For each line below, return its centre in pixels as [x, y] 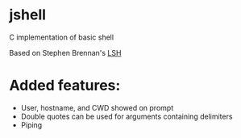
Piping [31, 125]
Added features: [65, 86]
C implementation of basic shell [62, 37]
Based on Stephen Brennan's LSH [65, 52]
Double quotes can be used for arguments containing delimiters [127, 116]
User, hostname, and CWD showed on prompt [97, 107]
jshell [28, 15]
